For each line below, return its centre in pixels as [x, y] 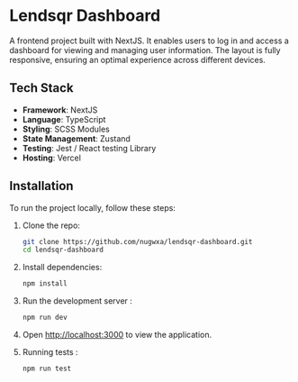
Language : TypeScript [64, 119]
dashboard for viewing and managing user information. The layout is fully [145, 50]
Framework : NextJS [60, 110]
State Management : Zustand [76, 138]
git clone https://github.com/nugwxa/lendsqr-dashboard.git [137, 241]
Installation [41, 186]
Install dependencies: [62, 268]
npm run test [47, 369]
